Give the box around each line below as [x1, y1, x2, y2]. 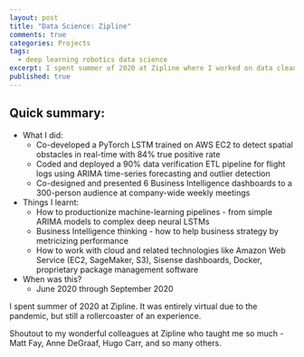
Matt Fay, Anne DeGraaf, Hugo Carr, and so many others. [9, 337, 222, 348]
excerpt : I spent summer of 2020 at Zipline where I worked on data [9, 64, 273, 73]
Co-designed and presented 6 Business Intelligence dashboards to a [35, 177, 292, 188]
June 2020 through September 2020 [35, 283, 174, 294]
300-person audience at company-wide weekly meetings [35, 187, 251, 198]
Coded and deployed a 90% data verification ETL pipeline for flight [35, 158, 286, 169]
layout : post [9, 13, 59, 23]
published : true [9, 72, 71, 81]
